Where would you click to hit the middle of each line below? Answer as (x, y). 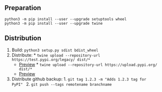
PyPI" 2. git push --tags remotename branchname (62, 84)
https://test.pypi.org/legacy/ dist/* (51, 60)
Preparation (23, 8)
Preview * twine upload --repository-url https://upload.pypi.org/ (88, 64)
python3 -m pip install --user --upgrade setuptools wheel (66, 19)
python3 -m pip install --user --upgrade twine (54, 23)
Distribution (23, 38)
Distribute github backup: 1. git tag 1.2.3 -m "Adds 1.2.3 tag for (79, 79)
